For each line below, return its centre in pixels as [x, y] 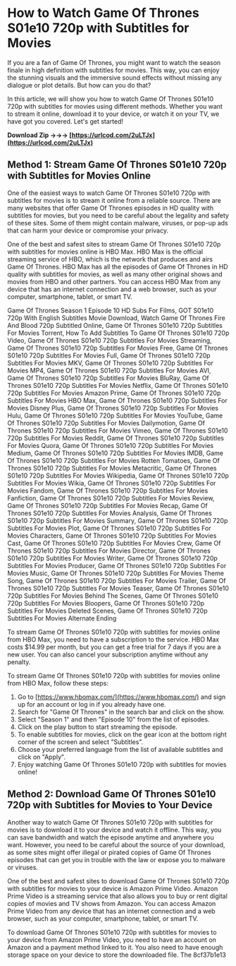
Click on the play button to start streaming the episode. [97, 726]
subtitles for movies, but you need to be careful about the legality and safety [118, 215]
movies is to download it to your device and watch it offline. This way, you [114, 830]
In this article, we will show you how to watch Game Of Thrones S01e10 [110, 99]
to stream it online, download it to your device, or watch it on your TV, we [113, 114]
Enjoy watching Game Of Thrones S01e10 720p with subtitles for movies [122, 764]
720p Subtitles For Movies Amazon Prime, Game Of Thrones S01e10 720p [114, 393]
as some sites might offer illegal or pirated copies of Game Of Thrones [109, 852]
